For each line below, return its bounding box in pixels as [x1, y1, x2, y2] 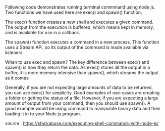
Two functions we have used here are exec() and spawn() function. [5, 9, 142, 15]
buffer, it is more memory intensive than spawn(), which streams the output [5, 70, 159, 76]
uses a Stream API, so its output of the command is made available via [5, 44, 149, 50]
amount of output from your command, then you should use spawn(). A [5, 100, 151, 106]
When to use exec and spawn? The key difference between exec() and [5, 59, 150, 65]
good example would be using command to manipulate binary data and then [5, 106, 161, 111]
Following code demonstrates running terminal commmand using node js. [5, 4, 155, 10]
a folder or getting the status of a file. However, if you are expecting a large [5, 95, 159, 101]
